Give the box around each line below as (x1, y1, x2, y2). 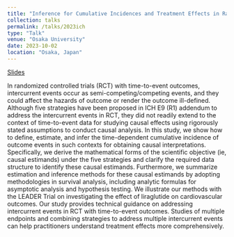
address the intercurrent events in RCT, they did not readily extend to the (7, 111, 217, 119)
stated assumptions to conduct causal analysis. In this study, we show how (7, 126, 223, 134)
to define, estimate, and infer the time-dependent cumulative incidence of (7, 133, 219, 141)
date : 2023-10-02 (7, 42, 58, 49)
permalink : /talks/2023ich (7, 23, 86, 30)
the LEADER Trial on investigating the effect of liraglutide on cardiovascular (7, 192, 223, 200)
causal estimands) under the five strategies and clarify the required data (7, 155, 214, 163)
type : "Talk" (7, 29, 45, 37)
